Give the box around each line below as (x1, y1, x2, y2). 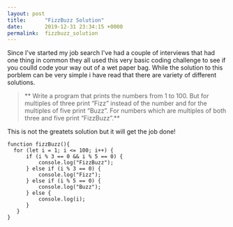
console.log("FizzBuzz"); (38, 159, 114, 166)
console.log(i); (38, 196, 86, 203)
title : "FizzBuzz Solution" (7, 17, 105, 24)
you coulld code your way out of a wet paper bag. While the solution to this (7, 63, 223, 72)
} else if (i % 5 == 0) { (25, 178, 101, 185)
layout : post (7, 10, 45, 17)
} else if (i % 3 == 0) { (25, 165, 101, 173)
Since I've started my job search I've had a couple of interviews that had (7, 49, 215, 57)
